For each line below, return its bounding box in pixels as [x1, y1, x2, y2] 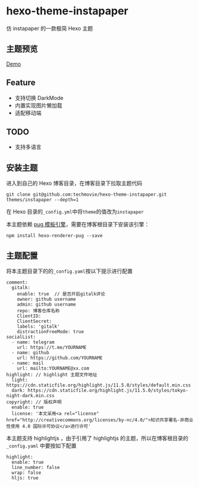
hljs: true [11, 475, 39, 481]
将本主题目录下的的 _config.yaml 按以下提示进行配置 [6, 267, 133, 275]
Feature [6, 78, 36, 88]
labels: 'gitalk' [17, 324, 60, 330]
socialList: [6, 334, 36, 340]
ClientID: [17, 313, 42, 319]
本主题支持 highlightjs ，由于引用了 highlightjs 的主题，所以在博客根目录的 [6, 435, 189, 442]
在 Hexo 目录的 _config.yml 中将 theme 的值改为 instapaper [6, 208, 144, 215]
